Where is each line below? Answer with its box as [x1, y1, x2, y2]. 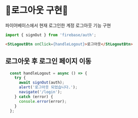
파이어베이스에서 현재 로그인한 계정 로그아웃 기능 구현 [5, 22, 111, 28]
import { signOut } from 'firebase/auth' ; [5, 32, 96, 37]
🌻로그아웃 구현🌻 [5, 5, 68, 16]
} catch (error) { [14, 94, 53, 99]
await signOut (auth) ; [18, 80, 65, 85]
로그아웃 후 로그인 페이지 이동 [5, 57, 92, 66]
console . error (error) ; [18, 99, 67, 104]
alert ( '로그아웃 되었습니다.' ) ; [18, 85, 78, 90]
